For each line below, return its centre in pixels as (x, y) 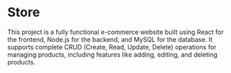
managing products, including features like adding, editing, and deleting (113, 55)
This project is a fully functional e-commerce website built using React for (116, 32)
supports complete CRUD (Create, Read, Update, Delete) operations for (112, 47)
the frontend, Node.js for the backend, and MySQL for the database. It (110, 39)
